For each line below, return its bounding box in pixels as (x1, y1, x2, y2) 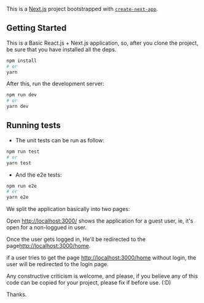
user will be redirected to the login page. (6, 261, 109, 268)
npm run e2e (6, 183, 37, 189)
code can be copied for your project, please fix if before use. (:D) (6, 279, 171, 286)
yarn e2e (6, 194, 29, 201)
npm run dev (6, 92, 37, 98)
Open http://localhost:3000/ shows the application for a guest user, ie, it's (6, 217, 194, 224)
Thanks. (6, 291, 27, 298)
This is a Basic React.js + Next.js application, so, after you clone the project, (6, 39, 198, 47)
